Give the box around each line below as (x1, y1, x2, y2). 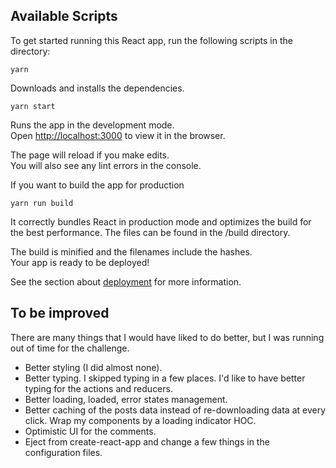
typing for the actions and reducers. (24, 382, 173, 394)
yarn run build (10, 198, 74, 208)
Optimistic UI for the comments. (24, 425, 157, 437)
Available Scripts (10, 8, 118, 25)
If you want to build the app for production (10, 179, 185, 191)
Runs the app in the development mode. (10, 119, 175, 131)
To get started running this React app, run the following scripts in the (10, 34, 293, 46)
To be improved (10, 305, 110, 322)
